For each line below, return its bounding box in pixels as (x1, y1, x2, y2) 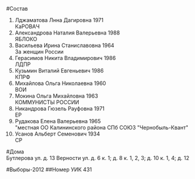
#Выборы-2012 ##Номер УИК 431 (6, 166, 92, 173)
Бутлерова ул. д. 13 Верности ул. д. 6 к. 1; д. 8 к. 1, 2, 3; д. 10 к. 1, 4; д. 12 (6, 155, 190, 161)
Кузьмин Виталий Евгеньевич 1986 (14, 67, 104, 74)
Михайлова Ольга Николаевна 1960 (14, 80, 106, 87)
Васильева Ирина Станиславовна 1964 (14, 42, 114, 49)
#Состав (6, 5, 28, 12)
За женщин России (14, 48, 64, 55)
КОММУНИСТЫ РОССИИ (14, 99, 79, 106)
